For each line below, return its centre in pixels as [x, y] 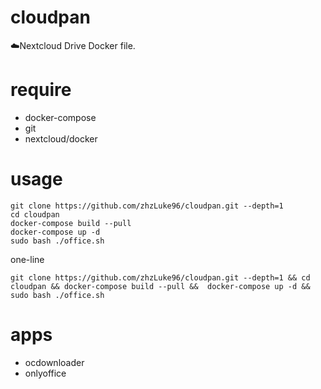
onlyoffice [45, 373]
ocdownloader [54, 362]
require [41, 90]
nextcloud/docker [61, 138]
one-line [27, 259]
